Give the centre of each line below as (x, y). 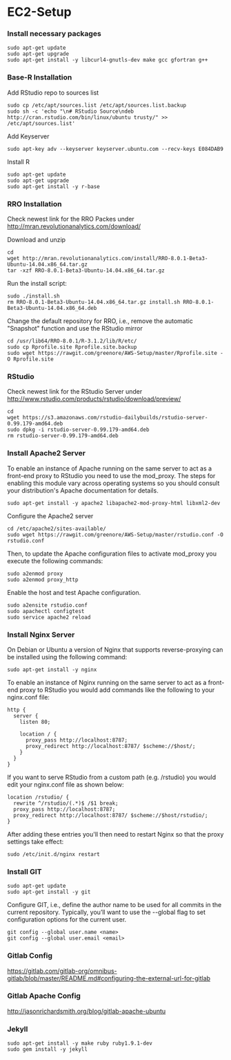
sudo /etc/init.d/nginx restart (53, 854)
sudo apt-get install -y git (49, 892)
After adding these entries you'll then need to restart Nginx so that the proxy (115, 834)
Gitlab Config (30, 956)
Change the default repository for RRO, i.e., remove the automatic (100, 321)
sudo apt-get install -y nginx (52, 669)
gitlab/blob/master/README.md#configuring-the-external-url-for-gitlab (109, 978)
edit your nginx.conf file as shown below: (66, 784)
